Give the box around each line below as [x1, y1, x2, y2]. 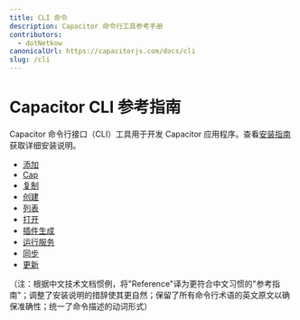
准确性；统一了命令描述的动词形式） [16, 300, 152, 312]
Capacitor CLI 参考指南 [9, 97, 182, 118]
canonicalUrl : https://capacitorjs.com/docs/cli [9, 47, 196, 56]
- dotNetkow [17, 38, 63, 48]
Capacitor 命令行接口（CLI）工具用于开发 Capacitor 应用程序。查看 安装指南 [9, 128, 292, 139]
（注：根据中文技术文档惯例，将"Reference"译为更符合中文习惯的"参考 [9, 278, 273, 289]
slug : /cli [9, 55, 51, 64]
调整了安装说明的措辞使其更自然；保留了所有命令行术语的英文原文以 [28, 289, 283, 300]
